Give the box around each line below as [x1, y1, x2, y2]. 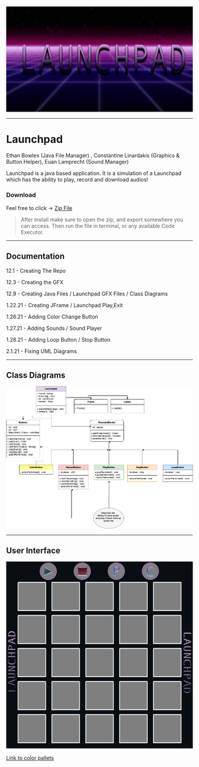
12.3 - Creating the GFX [6, 278, 64, 285]
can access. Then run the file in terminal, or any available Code [20, 222, 175, 229]
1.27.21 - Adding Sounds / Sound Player [6, 324, 102, 332]
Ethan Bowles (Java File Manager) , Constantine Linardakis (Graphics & [6, 152, 180, 159]
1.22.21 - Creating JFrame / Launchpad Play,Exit [6, 301, 123, 308]
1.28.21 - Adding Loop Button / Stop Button [6, 336, 111, 343]
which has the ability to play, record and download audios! [6, 176, 149, 183]
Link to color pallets [6, 755, 54, 762]
